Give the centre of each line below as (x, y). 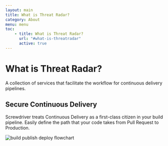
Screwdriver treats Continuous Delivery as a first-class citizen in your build (84, 117)
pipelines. (16, 88)
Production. (17, 128)
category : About (23, 19)
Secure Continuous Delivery (51, 105)
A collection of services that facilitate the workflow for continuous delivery (84, 83)
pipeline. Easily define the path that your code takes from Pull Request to (82, 122)
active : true (33, 44)
